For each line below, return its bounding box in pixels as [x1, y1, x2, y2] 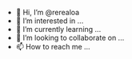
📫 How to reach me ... [15, 42, 90, 51]
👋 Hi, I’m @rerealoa [15, 8, 80, 17]
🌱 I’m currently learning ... [15, 25, 102, 33]
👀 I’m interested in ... [15, 16, 84, 26]
